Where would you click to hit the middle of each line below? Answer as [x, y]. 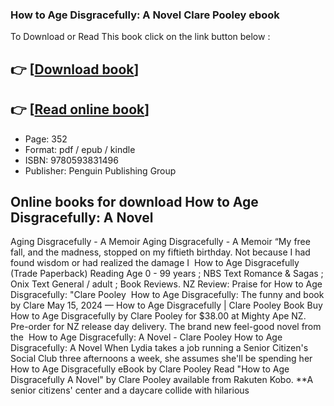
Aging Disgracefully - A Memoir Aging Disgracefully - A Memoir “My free [160, 242]
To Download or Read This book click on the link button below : [140, 37]
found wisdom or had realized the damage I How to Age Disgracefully [155, 263]
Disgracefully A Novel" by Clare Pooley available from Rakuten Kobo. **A [162, 380]
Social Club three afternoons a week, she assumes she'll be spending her [161, 359]
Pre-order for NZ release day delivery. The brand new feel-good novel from [166, 327]
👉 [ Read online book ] [80, 109]
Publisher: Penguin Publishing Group [100, 170]
